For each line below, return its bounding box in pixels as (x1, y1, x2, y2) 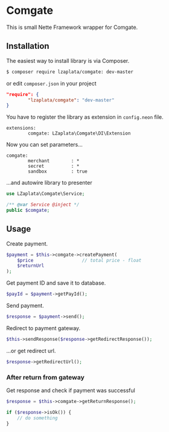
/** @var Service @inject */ (6, 202, 80, 208)
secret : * (28, 164, 80, 170)
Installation (6, 41, 49, 51)
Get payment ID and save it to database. (6, 279, 106, 287)
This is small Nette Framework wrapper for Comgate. (6, 24, 138, 31)
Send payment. (6, 302, 44, 310)
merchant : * (28, 158, 80, 164)
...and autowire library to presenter (6, 179, 92, 186)
